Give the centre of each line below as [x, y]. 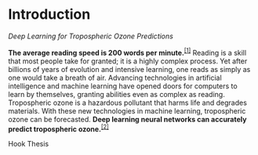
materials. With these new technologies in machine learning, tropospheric [127, 110]
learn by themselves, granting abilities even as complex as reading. [116, 94]
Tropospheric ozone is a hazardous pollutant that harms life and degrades [127, 103]
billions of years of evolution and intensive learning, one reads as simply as [129, 69]
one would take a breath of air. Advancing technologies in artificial [115, 77]
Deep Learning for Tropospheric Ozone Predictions [91, 36]
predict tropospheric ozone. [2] [59, 128]
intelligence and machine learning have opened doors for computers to [123, 86]
